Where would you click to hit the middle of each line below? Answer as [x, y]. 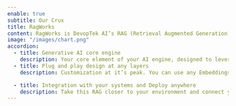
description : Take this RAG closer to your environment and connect [122, 92]
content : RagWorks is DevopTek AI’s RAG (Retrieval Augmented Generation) [119, 33]
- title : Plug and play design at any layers [81, 66]
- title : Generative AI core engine [67, 53]
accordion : [23, 46]
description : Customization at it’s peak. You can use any [108, 72]
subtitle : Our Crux [36, 20]
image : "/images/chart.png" [48, 40]
